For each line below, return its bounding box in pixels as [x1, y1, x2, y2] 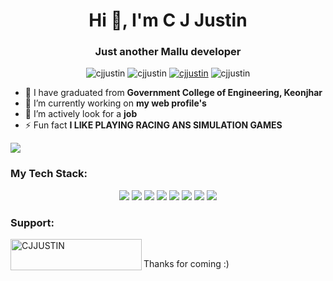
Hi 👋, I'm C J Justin [88, 9, 248, 32]
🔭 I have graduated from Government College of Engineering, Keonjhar [24, 87, 323, 99]
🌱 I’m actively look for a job [24, 108, 138, 120]
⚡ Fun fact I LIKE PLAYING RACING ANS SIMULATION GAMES [24, 119, 283, 131]
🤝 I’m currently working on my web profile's [24, 97, 207, 109]
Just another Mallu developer [94, 45, 242, 59]
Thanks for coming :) [143, 258, 230, 270]
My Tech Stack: [10, 167, 88, 181]
